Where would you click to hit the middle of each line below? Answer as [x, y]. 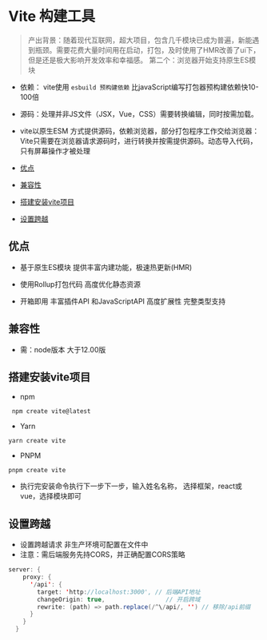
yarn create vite [37, 441]
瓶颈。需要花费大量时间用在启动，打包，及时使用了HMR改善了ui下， [147, 50]
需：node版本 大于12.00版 [63, 349]
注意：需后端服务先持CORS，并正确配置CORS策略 [102, 555]
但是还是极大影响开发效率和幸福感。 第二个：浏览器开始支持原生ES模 [142, 60]
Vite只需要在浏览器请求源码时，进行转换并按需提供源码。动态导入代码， [138, 141]
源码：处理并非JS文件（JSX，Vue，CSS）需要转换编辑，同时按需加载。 [139, 113]
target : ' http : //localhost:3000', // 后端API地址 [119, 592]
